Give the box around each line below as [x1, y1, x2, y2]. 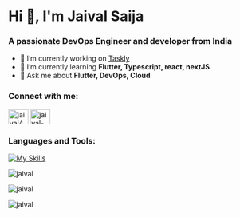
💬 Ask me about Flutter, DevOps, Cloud [19, 71, 151, 81]
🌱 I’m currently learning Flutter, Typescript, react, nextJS [19, 62, 210, 72]
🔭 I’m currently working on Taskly [19, 53, 130, 63]
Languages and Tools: [8, 135, 96, 146]
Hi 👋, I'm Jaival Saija [8, 7, 144, 26]
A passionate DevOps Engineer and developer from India [8, 36, 233, 47]
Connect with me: [8, 91, 79, 102]
